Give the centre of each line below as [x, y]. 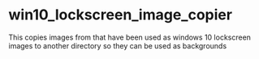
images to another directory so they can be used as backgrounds [118, 45]
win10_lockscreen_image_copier [121, 15]
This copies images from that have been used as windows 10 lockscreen [130, 37]
